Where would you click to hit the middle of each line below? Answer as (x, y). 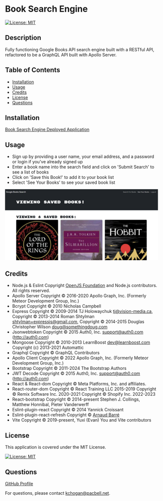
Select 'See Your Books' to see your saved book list (64, 183)
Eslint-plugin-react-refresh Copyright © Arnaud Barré (66, 415)
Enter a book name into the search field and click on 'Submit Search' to (83, 167)
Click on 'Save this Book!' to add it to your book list (63, 177)
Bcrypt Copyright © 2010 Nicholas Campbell (57, 306)
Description (23, 38)
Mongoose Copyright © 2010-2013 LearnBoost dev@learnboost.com (81, 343)
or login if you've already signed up (48, 162)
